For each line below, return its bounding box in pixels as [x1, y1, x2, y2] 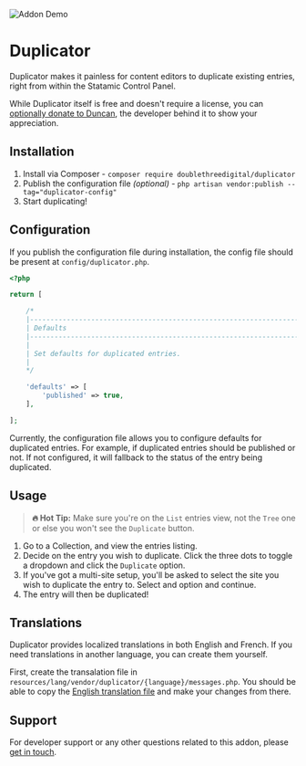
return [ [9, 290, 43, 299]
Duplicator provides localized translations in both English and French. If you [9, 639, 293, 650]
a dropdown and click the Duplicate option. [22, 560, 186, 571]
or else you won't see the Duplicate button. [31, 522, 195, 533]
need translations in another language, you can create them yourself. [9, 649, 269, 660]
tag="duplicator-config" [22, 187, 117, 196]
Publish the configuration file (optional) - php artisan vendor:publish [22, 178, 284, 189]
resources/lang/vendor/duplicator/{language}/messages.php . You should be [9, 677, 296, 687]
